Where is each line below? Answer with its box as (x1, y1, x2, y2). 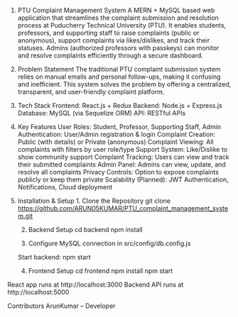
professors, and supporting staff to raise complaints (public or (17, 28, 200, 37)
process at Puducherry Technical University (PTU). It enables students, (17, 21, 227, 29)
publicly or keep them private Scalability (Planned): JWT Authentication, (17, 175, 229, 184)
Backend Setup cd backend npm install (28, 226, 144, 233)
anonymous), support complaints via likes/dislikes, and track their (17, 36, 210, 45)
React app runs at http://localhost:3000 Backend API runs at (7, 280, 184, 289)
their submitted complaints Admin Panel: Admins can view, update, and (17, 160, 226, 169)
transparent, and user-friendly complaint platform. (17, 88, 165, 96)
